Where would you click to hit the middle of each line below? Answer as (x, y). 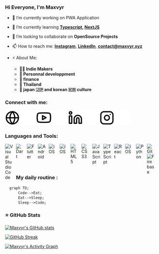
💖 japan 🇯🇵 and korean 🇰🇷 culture (56, 90)
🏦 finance (29, 79)
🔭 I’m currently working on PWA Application (56, 18)
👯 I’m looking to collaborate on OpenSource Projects (65, 37)
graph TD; (19, 188)
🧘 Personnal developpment (47, 74)
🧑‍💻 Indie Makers (36, 69)
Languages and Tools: (32, 136)
